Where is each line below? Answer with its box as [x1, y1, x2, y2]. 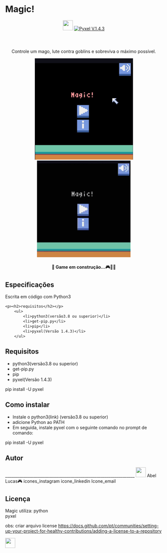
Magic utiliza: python [5, 508, 48, 514]
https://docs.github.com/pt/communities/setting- [58, 523, 159, 529]
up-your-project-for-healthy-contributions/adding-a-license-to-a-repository [5, 528, 162, 534]
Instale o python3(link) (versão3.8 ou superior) [12, 414, 108, 420]
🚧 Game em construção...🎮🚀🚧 [51, 264, 116, 270]
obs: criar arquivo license [5, 523, 57, 529]
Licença [5, 495, 31, 503]
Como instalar [5, 400, 50, 409]
